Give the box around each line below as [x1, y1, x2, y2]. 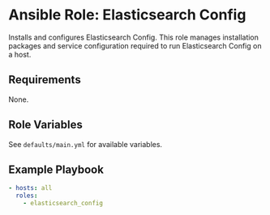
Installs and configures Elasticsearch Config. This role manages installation [8, 32, 259, 42]
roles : [15, 192, 38, 200]
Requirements [8, 73, 81, 86]
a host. [8, 49, 32, 59]
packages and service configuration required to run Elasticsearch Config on [8, 40, 262, 50]
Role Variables [8, 118, 83, 132]
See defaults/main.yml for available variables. [8, 139, 163, 149]
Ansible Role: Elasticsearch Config [8, 6, 246, 24]
